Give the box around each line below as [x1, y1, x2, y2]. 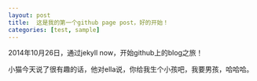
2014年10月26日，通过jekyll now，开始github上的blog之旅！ [8, 48, 204, 58]
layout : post [8, 11, 51, 19]
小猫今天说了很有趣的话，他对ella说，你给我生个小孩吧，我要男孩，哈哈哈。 [8, 65, 254, 74]
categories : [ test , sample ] [8, 26, 101, 33]
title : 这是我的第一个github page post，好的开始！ [8, 19, 169, 26]
